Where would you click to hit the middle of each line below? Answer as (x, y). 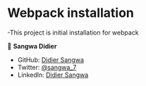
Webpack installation (71, 13)
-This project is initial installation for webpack (73, 32)
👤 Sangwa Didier (32, 46)
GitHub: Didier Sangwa (51, 60)
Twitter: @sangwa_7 (47, 67)
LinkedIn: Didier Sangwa (53, 75)
